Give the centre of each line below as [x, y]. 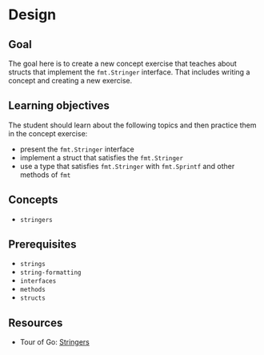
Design [32, 15]
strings [32, 264]
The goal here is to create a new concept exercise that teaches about [123, 63]
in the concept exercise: [48, 133]
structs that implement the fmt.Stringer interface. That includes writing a [129, 72]
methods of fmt [45, 175]
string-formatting [50, 273]
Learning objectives [59, 106]
